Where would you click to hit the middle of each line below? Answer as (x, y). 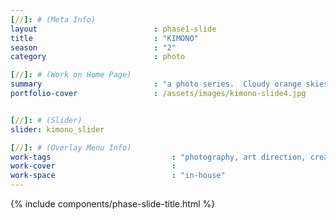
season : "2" (93, 47)
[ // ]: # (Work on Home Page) (71, 75)
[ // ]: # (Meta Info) (53, 19)
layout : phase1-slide (113, 29)
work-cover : (93, 166)
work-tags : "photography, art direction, (158, 157)
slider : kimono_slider (57, 129)
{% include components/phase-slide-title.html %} (113, 204)
